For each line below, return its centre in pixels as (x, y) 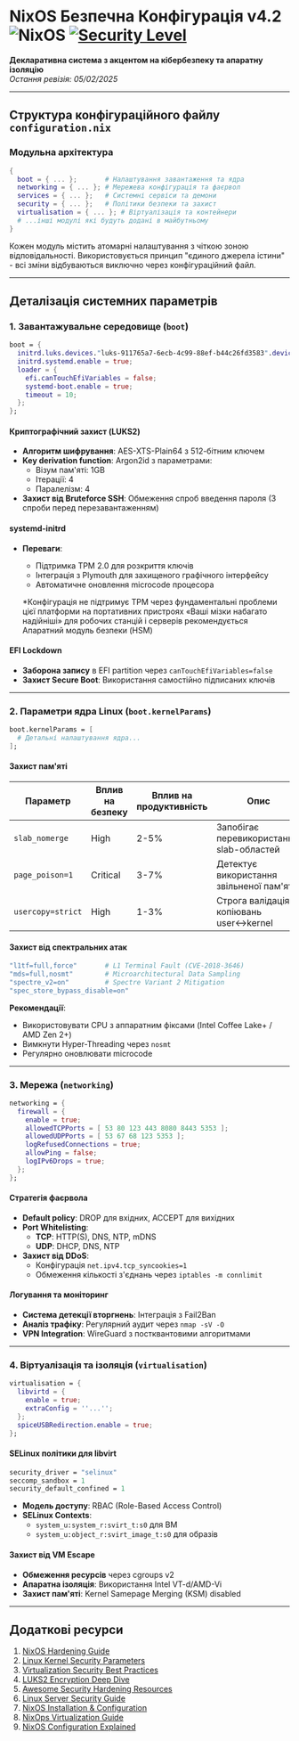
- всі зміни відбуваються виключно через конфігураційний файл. (133, 265)
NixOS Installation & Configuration (85, 1708)
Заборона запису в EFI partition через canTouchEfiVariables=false (147, 670)
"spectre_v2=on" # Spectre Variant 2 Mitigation (117, 982)
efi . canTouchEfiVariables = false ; (91, 378)
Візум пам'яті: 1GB (70, 470)
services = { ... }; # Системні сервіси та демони (117, 196)
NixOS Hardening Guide (66, 1651)
